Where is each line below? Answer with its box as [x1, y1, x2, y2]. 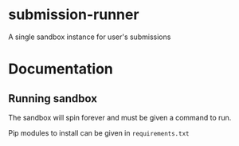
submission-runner [8, 6, 139, 24]
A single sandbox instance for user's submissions [8, 32, 171, 41]
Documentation [8, 60, 114, 78]
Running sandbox [8, 92, 98, 105]
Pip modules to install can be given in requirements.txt [8, 128, 190, 137]
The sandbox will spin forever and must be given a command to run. [8, 112, 232, 122]
